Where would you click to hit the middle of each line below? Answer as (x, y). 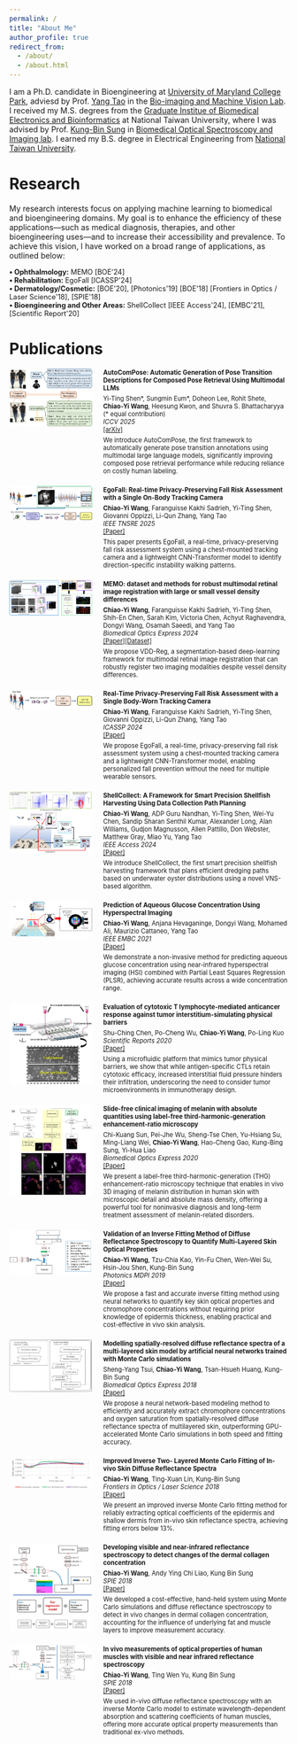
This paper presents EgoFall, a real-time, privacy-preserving (190, 542)
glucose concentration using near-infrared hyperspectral (186, 965)
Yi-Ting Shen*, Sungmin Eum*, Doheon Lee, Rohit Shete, (185, 399)
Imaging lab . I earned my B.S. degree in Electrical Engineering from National (147, 139)
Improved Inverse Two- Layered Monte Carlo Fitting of (184, 1461)
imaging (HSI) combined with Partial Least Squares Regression (194, 973)
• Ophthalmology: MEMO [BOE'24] (67, 271)
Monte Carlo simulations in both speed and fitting (211, 1434)
